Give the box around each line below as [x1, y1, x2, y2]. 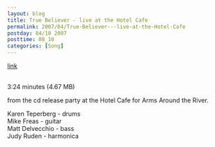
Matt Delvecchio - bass [7, 125, 75, 132]
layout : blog [7, 10, 45, 17]
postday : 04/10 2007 [7, 29, 68, 37]
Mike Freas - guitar [7, 117, 62, 125]
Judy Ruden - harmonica [7, 132, 79, 140]
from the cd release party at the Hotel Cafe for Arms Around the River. [7, 96, 209, 105]
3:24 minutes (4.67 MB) [7, 83, 75, 91]
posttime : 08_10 [7, 36, 54, 43]
